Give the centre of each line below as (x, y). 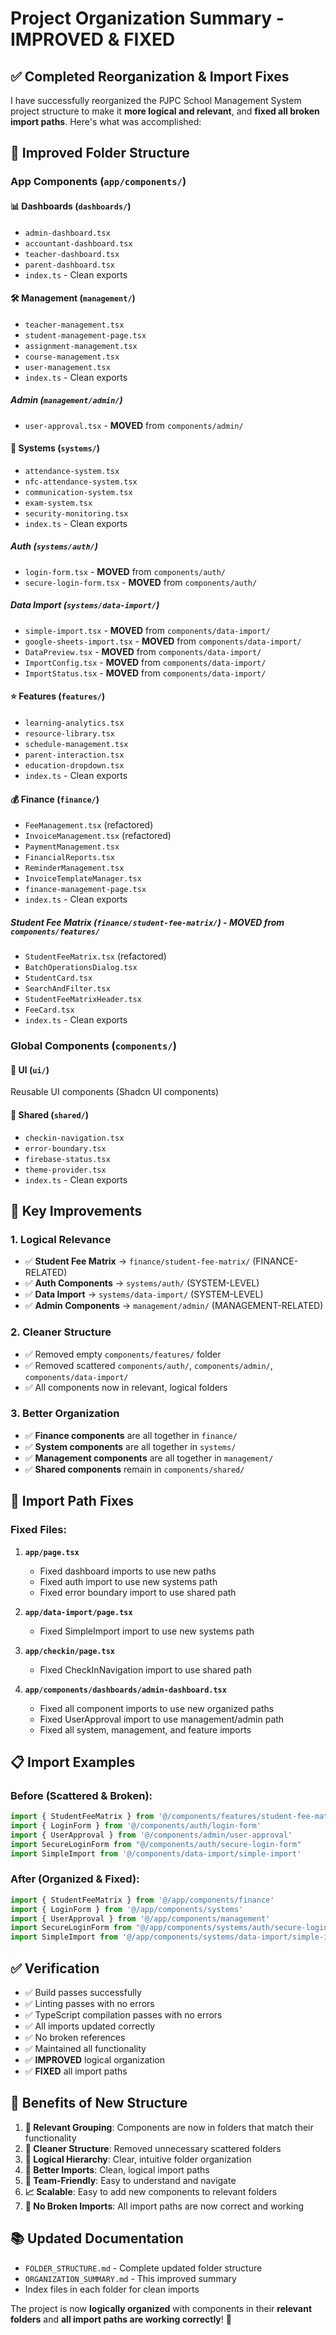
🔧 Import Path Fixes (72, 1501)
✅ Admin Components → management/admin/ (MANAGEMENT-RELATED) (174, 1306)
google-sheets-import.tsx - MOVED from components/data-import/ (163, 641)
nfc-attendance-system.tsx (81, 482)
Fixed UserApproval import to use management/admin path (162, 1719)
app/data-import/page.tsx (78, 1612)
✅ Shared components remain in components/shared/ (134, 1469)
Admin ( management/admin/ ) (66, 400)
